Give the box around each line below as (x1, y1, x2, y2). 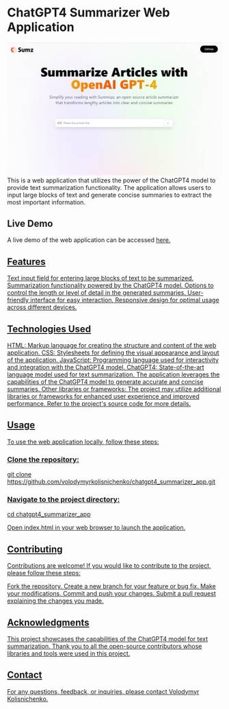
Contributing (7, 543, 63, 555)
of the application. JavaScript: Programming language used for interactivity (7, 355, 219, 364)
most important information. (7, 197, 86, 206)
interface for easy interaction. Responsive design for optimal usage (30, 296, 220, 304)
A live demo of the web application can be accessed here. (7, 236, 171, 244)
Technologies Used (7, 323, 91, 335)
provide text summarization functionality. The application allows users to (7, 183, 212, 191)
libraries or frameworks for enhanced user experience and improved (7, 392, 200, 400)
